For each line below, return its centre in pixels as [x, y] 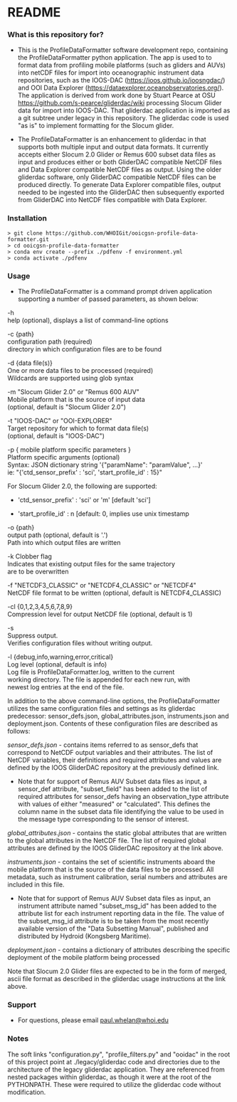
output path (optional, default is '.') [58, 535]
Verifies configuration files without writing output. [80, 643]
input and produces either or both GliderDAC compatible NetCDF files [120, 162]
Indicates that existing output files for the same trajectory [91, 564]
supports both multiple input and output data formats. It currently [113, 147]
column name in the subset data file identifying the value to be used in [121, 812]
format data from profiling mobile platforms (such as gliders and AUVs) [122, 65]
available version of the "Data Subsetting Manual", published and [113, 928]
